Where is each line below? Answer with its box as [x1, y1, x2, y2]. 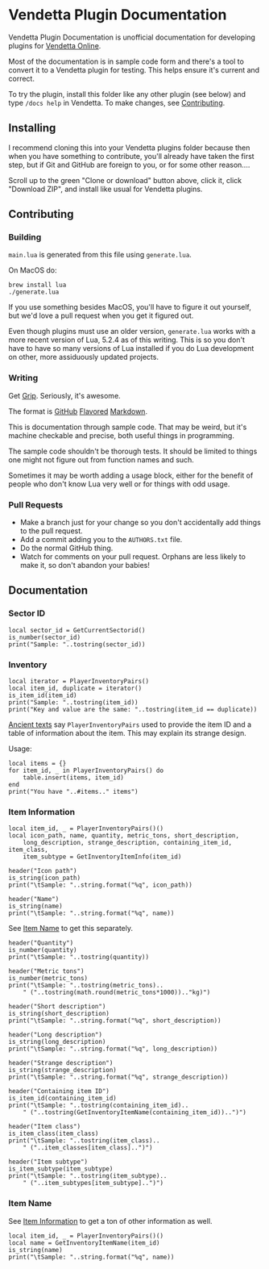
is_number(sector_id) [8, 633, 81, 641]
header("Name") [8, 895, 60, 904]
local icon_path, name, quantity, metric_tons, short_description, [8, 832, 240, 840]
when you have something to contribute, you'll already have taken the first [8, 151, 255, 161]
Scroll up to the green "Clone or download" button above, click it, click [8, 175, 242, 185]
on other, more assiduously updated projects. [8, 353, 159, 362]
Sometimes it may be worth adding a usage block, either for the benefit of [8, 470, 254, 480]
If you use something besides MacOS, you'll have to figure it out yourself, [8, 303, 252, 312]
